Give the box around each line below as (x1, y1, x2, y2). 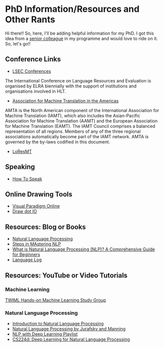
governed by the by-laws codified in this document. (5, 139, 110, 145)
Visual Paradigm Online (12, 203, 60, 209)
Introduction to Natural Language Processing (12, 321, 104, 327)
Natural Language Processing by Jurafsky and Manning (12, 326, 126, 332)
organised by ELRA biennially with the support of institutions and (5, 83, 137, 89)
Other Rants (5, 14, 55, 25)
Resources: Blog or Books (5, 223, 86, 231)
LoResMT (12, 148, 32, 154)
